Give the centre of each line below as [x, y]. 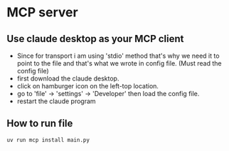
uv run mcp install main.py [48, 140]
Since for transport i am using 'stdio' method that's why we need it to [118, 56]
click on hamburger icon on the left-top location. [88, 86]
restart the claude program [57, 101]
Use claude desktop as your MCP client [95, 39]
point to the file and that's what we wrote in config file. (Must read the [119, 63]
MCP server [43, 12]
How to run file [40, 124]
